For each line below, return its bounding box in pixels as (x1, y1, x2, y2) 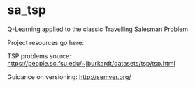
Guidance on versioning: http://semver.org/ (7, 72, 131, 81)
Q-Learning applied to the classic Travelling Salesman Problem (7, 25, 189, 33)
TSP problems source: (7, 51, 71, 60)
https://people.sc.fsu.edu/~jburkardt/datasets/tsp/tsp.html (7, 59, 176, 67)
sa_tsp (7, 2, 47, 18)
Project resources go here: (7, 38, 84, 46)
